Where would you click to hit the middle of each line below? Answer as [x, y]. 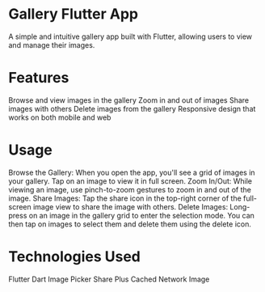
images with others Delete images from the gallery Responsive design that [132, 108]
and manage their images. [52, 44]
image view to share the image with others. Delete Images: [130, 206]
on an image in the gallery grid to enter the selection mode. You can [141, 215]
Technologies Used [75, 256]
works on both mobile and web [60, 117]
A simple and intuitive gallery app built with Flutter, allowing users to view [130, 36]
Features [39, 78]
